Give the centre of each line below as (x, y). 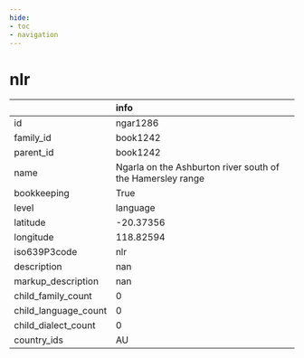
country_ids (38, 340)
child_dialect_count (55, 325)
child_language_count (60, 311)
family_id (33, 138)
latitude (30, 222)
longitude (34, 238)
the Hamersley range (160, 179)
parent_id (34, 153)
